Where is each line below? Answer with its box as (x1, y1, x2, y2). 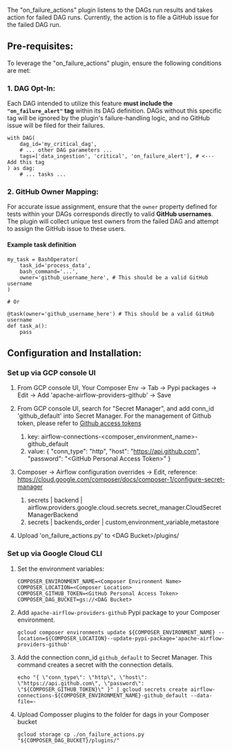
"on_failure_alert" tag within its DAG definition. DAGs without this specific (7, 106, 222, 115)
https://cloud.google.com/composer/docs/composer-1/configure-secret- (17, 475, 225, 483)
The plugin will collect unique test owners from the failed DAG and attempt (7, 217, 219, 225)
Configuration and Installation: (7, 347, 142, 359)
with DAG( (7, 135, 36, 142)
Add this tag (7, 159, 45, 166)
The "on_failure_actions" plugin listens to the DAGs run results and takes (7, 6, 213, 14)
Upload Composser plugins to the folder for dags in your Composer (17, 710, 209, 718)
